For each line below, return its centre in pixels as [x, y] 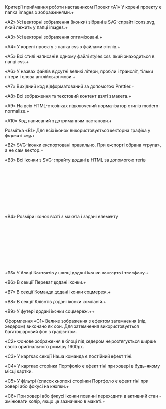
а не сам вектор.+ [24, 150]
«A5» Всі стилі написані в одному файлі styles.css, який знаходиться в [80, 56]
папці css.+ [17, 62]
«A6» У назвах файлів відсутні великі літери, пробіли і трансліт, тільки [79, 71]
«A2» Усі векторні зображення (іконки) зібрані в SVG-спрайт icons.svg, [80, 22]
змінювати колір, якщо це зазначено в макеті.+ [55, 401]
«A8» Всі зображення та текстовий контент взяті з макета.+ [68, 96]
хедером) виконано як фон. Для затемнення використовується [72, 326]
